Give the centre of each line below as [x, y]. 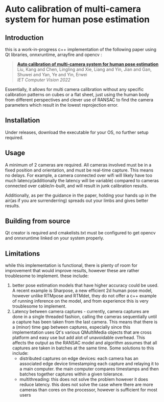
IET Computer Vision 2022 [44, 80]
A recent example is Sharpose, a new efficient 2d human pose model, [82, 290]
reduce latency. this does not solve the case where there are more [86, 385]
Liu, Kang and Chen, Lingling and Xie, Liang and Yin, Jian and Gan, [84, 69]
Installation [23, 121]
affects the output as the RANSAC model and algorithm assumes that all [85, 343]
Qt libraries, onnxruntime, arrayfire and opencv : [54, 55]
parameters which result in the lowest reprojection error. [62, 105]
